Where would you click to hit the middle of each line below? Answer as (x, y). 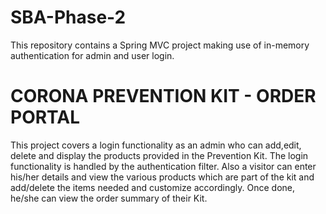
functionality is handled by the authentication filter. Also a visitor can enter (163, 166)
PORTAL (45, 117)
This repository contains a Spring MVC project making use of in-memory (160, 45)
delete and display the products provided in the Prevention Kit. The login (159, 155)
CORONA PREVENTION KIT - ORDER (163, 96)
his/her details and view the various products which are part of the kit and (162, 177)
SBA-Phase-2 (68, 17)
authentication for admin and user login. (92, 55)
